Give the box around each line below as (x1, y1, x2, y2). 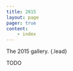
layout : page (6, 14, 39, 20)
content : (6, 25, 28, 32)
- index (17, 31, 36, 37)
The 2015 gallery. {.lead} (6, 48, 68, 55)
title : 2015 (6, 8, 36, 15)
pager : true (6, 20, 36, 26)
